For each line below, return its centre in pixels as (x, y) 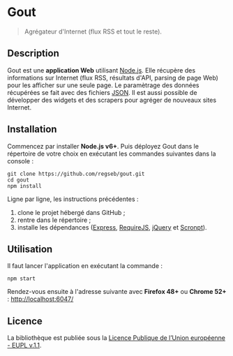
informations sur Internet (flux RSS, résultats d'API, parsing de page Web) (113, 77)
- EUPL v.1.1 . (24, 346)
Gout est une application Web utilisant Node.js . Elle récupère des (102, 70)
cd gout (18, 180)
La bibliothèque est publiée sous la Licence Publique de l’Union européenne (116, 338)
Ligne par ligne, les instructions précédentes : (73, 199)
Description (33, 53)
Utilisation (30, 249)
